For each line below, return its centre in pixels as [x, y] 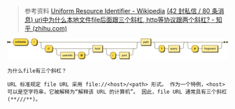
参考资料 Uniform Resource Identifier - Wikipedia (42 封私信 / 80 [117, 11]
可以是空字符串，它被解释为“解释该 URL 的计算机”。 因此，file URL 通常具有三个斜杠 [117, 92]
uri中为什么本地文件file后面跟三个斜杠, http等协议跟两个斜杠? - [124, 20]
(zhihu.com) [50, 28]
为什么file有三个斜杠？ [37, 71]
